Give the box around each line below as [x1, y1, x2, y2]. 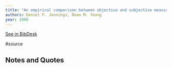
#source [5, 41, 23, 47]
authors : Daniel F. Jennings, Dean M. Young [5, 12, 102, 17]
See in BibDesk [5, 31, 37, 37]
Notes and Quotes [5, 56, 64, 64]
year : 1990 [5, 17, 29, 22]
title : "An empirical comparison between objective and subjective [5, 7, 153, 13]
